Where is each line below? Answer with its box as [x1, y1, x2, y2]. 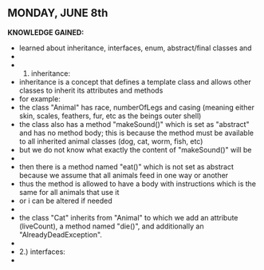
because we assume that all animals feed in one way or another [18, 170, 229, 180]
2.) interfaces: [18, 247, 65, 256]
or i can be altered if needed [18, 196, 112, 205]
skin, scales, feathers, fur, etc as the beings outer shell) [18, 111, 202, 121]
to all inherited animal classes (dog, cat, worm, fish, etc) [18, 136, 203, 146]
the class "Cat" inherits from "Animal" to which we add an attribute [18, 212, 238, 222]
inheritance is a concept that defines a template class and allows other [18, 77, 252, 86]
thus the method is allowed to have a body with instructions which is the [18, 179, 257, 189]
